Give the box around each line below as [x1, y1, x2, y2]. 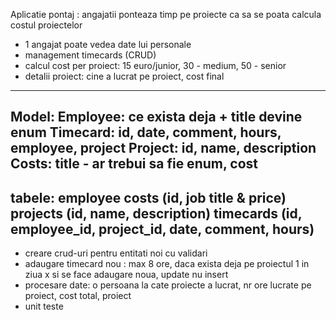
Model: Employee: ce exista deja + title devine [10, 109, 303, 126]
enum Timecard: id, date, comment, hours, [10, 124, 282, 141]
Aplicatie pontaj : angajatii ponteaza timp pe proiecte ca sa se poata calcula [10, 9, 322, 20]
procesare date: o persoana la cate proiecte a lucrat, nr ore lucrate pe [24, 279, 312, 291]
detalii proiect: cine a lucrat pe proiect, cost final [24, 70, 225, 82]
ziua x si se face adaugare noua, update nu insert [24, 269, 229, 281]
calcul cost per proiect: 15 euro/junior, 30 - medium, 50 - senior [24, 60, 287, 71]
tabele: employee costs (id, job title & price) [10, 189, 287, 206]
